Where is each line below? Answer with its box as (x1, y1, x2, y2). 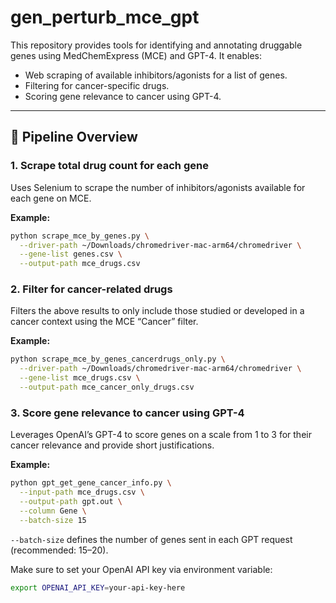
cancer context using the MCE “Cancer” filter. (10, 316, 199, 328)
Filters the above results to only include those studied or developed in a (10, 305, 305, 317)
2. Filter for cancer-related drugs (10, 282, 173, 296)
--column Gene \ (19, 506, 87, 516)
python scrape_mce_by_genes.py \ (10, 231, 150, 241)
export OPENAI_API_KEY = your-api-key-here (10, 582, 186, 593)
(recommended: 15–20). (10, 544, 109, 556)
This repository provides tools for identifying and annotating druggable (10, 39, 303, 51)
